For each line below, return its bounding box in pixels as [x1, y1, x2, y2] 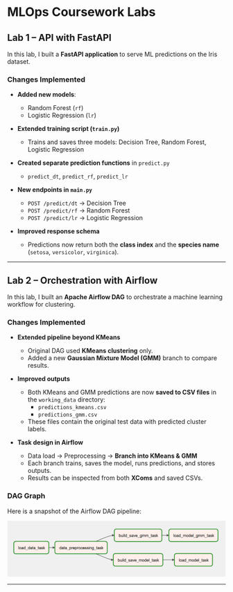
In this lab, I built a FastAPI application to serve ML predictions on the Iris [7, 50, 218, 58]
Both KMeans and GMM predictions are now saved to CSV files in [27, 388, 217, 397]
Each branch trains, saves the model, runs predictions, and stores [27, 459, 216, 467]
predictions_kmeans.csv [37, 404, 107, 411]
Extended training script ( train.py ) [17, 125, 120, 133]
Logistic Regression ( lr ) [27, 111, 97, 120]
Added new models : [17, 91, 76, 99]
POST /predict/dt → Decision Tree [27, 199, 127, 208]
